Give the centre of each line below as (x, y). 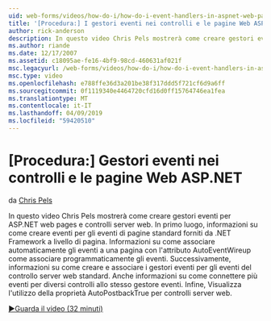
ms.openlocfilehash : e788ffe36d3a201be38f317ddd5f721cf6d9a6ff (117, 83)
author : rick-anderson (46, 31)
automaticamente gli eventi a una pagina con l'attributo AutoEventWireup (130, 250)
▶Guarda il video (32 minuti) (56, 308)
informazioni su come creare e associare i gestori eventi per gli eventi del (130, 267)
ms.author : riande (39, 46)
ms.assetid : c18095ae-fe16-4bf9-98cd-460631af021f (95, 61)
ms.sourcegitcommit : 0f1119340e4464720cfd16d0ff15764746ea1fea (117, 91)
